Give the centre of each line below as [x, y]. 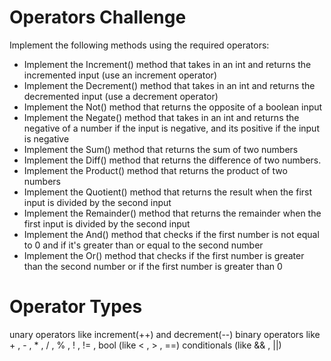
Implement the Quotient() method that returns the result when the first [168, 192]
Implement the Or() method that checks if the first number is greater [164, 255]
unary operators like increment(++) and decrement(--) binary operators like [165, 334]
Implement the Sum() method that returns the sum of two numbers [161, 149]
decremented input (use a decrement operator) [121, 96]
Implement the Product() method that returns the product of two [155, 170]
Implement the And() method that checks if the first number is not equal [171, 234]
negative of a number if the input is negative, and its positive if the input [171, 128]
